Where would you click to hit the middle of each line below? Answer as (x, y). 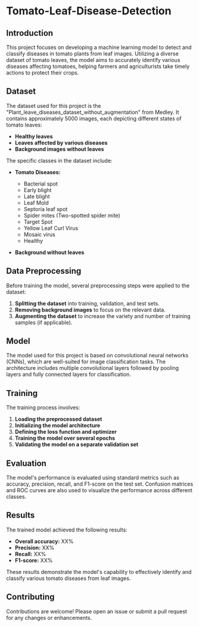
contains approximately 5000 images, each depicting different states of (94, 118)
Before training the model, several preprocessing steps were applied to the (98, 285)
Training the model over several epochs (65, 438)
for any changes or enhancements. (49, 617)
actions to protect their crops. (43, 72)
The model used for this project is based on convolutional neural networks (97, 356)
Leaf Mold (36, 203)
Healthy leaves (34, 136)
